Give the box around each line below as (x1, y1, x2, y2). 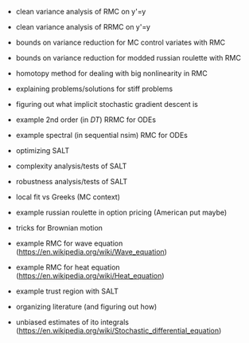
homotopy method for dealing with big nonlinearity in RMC (15, 69, 208, 78)
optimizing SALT (15, 146, 70, 155)
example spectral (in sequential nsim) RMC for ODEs (15, 131, 189, 140)
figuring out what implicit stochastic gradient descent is (15, 100, 199, 108)
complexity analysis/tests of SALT (15, 161, 127, 171)
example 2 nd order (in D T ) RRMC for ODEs (15, 115, 157, 124)
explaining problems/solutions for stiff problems (15, 84, 173, 93)
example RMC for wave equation (15, 239, 123, 248)
